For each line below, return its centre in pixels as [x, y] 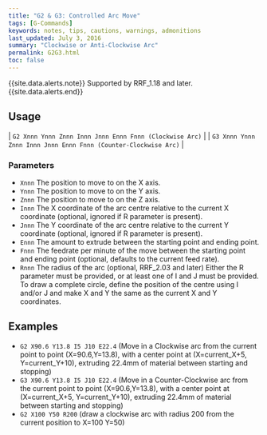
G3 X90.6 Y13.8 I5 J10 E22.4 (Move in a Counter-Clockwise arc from [134, 380]
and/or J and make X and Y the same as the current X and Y [118, 293]
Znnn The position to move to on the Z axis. [90, 199]
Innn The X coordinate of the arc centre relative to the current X [124, 208]
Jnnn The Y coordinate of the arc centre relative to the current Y [124, 225]
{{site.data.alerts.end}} [46, 91]
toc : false [26, 61]
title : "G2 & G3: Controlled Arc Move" [75, 16]
